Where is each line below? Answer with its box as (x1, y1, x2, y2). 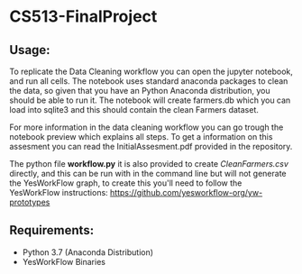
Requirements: (9, 223, 95, 238)
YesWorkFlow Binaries (22, 256, 106, 267)
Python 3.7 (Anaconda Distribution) (22, 246, 154, 258)
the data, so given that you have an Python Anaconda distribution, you (9, 86, 270, 96)
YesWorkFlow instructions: (9, 187, 108, 197)
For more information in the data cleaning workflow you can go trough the (9, 122, 284, 132)
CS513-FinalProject (9, 6, 158, 27)
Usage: (9, 42, 51, 58)
